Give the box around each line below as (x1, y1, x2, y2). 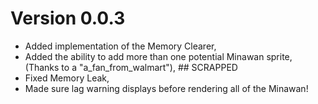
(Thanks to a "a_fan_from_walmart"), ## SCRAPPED (24, 61, 238, 73)
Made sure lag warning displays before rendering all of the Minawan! (24, 82, 309, 94)
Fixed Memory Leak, (24, 72, 110, 84)
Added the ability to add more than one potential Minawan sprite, (24, 50, 293, 62)
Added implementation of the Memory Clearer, (24, 40, 217, 52)
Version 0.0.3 (10, 7, 126, 30)
